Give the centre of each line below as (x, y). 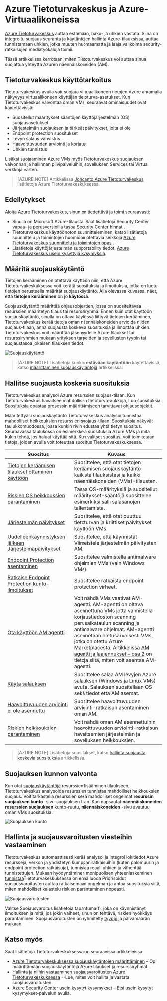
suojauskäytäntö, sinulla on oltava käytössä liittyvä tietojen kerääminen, (78, 317)
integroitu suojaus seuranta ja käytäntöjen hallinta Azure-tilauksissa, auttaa (82, 39)
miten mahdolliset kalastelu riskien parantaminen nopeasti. (65, 889)
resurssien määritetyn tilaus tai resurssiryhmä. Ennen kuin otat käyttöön (79, 311)
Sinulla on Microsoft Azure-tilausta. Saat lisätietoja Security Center (81, 221)
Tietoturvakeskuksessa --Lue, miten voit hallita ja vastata (71, 977)
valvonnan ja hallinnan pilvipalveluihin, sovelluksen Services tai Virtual (77, 164)
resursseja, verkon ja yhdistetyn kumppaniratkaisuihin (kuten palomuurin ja (82, 862)
